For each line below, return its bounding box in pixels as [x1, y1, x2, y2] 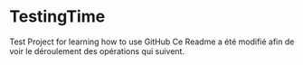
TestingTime [9, 6, 106, 27]
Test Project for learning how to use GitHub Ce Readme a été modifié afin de [9, 36, 295, 47]
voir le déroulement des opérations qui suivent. [9, 45, 185, 56]
